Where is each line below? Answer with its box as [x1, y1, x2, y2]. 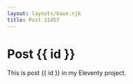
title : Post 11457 [7, 17, 60, 23]
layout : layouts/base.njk [7, 10, 81, 17]
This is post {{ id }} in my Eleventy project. [7, 69, 127, 77]
